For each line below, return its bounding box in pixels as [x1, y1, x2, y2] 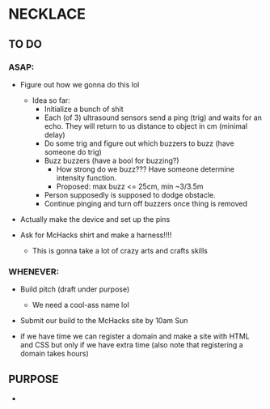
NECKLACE [8, 5, 86, 23]
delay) [44, 130, 66, 139]
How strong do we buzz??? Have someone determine [56, 164, 234, 174]
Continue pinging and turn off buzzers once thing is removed [44, 198, 248, 208]
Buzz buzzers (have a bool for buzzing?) [44, 156, 179, 165]
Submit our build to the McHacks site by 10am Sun [19, 316, 188, 326]
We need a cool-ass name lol [32, 300, 129, 310]
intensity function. [56, 173, 117, 182]
